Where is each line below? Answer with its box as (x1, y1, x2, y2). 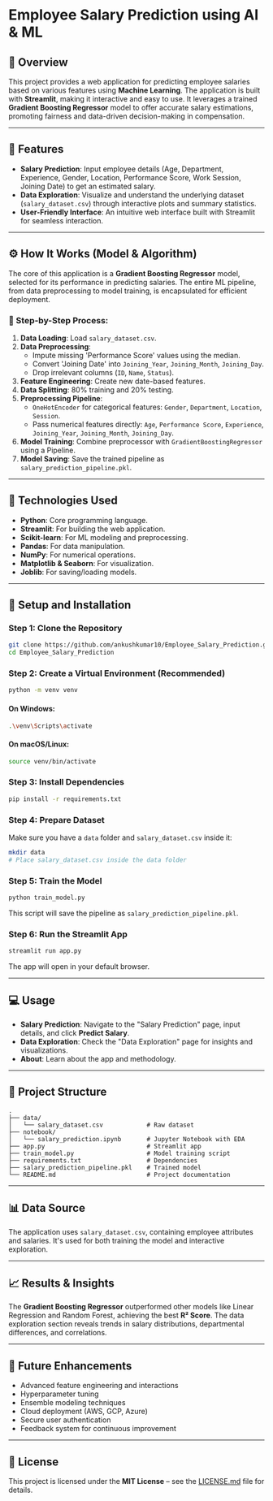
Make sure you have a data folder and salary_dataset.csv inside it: (8, 833, 233, 842)
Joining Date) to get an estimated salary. (19, 181, 156, 191)
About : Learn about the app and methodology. (19, 1053, 176, 1063)
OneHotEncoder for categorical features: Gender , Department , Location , (32, 402, 262, 412)
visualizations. (19, 1045, 69, 1055)
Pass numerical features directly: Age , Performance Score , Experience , (32, 419, 264, 429)
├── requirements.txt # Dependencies (8, 1156, 198, 1165)
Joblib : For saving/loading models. (19, 567, 137, 577)
